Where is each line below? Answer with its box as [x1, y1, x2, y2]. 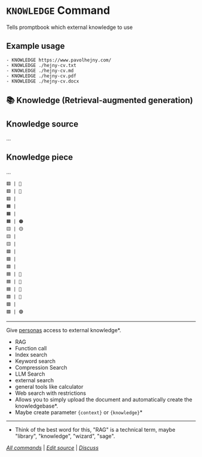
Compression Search [14, 364, 67, 371]
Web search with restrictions [14, 389, 86, 397]
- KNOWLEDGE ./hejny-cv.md [6, 68, 74, 74]
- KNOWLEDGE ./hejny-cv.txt [6, 62, 77, 68]
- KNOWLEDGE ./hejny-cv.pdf [6, 73, 77, 79]
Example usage [6, 41, 65, 51]
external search [14, 376, 54, 383]
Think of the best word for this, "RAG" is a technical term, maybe [14, 426, 176, 433]
